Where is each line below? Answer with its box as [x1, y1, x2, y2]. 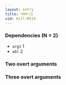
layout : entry [5, 7, 34, 12]
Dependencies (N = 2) [5, 32, 58, 39]
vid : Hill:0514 [5, 16, 36, 21]
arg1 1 [12, 43, 24, 49]
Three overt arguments [5, 73, 61, 80]
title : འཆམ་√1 [5, 12, 33, 17]
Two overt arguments [5, 60, 57, 67]
